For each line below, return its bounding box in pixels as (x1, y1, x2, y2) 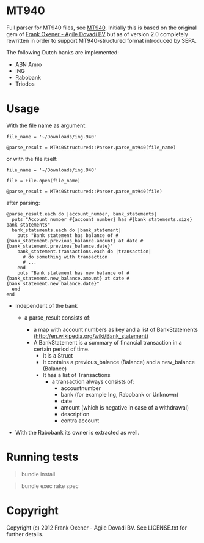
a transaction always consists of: (51, 378, 134, 385)
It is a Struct (42, 351, 73, 359)
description (60, 410, 90, 418)
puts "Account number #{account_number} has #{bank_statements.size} (12, 216, 192, 222)
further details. (6, 530, 44, 537)
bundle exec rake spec (21, 482, 79, 490)
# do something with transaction (22, 253, 108, 260)
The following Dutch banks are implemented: (6, 48, 119, 56)
